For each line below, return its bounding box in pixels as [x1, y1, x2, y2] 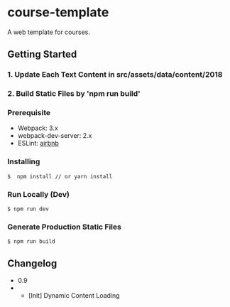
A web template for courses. [7, 28, 90, 36]
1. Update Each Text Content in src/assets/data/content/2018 [7, 70, 223, 80]
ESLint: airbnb [17, 139, 59, 148]
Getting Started [7, 48, 77, 60]
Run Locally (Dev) [7, 189, 70, 199]
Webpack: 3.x [17, 124, 58, 132]
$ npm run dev [7, 205, 50, 213]
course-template [7, 4, 109, 21]
